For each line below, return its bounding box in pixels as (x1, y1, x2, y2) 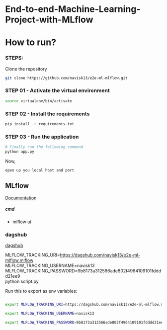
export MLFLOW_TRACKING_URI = (5, 302, 66, 307)
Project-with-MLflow (5, 14, 93, 25)
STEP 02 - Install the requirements (5, 110, 90, 117)
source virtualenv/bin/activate (5, 98, 72, 103)
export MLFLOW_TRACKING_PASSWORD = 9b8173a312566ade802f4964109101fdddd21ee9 (5, 320, 166, 325)
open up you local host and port (5, 167, 75, 172)
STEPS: (5, 55, 24, 62)
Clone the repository (5, 66, 47, 72)
